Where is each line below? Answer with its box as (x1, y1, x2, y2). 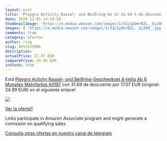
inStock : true (5, 63, 35, 68)
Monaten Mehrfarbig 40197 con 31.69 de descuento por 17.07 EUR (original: (5, 81, 160, 87)
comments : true (5, 30, 37, 35)
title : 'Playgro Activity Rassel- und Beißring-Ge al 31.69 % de (5, 12, 143, 17)
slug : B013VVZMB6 (5, 44, 41, 49)
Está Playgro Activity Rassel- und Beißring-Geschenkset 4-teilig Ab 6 (5, 76, 147, 82)
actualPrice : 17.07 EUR (5, 53, 55, 59)
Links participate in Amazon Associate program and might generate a (5, 115, 147, 122)
